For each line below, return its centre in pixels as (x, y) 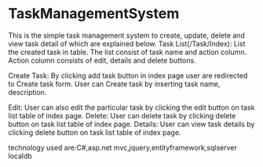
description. (27, 92)
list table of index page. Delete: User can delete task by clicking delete (122, 115)
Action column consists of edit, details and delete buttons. (102, 60)
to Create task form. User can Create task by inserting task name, (114, 84)
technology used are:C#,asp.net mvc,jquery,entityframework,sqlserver (122, 147)
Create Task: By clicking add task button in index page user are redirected (128, 75)
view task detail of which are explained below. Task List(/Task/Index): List (127, 43)
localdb (20, 156)
